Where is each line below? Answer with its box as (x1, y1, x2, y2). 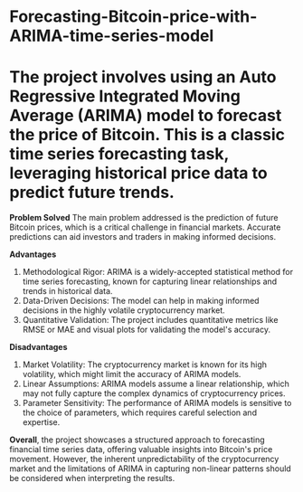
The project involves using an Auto (9, 67, 278, 88)
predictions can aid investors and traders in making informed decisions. (9, 232, 277, 242)
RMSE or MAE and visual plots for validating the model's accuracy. (22, 324, 271, 336)
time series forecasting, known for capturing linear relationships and (22, 276, 278, 287)
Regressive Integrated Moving (9, 86, 241, 107)
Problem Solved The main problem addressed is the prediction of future (9, 213, 279, 223)
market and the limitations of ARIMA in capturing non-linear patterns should (9, 463, 291, 474)
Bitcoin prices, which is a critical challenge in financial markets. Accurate (9, 222, 281, 232)
